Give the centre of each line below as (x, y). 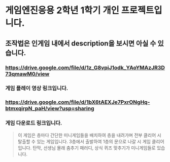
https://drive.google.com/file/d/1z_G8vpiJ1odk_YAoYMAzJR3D (85, 67)
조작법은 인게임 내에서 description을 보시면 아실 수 (81, 43)
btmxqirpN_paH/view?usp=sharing (50, 108)
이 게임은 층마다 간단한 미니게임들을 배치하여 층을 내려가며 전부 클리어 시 (89, 135)
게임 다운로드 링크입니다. (34, 123)
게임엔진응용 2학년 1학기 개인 (62, 10)
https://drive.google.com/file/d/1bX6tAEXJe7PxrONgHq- (78, 102)
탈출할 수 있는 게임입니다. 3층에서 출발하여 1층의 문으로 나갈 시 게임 (84, 141)
